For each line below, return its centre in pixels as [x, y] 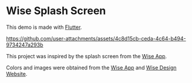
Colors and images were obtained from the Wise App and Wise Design [91, 67]
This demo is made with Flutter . [44, 27]
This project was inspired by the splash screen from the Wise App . [87, 56]
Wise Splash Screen [56, 11]
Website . [17, 74]
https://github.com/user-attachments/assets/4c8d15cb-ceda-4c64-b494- [96, 38]
